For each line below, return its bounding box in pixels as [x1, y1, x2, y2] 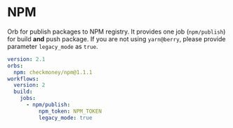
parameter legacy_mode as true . [7, 42, 98, 50]
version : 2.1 [7, 55, 46, 63]
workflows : [7, 75, 39, 83]
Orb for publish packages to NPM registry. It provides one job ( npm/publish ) [7, 27, 226, 36]
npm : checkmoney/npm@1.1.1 [13, 69, 93, 76]
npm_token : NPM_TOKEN [38, 108, 102, 115]
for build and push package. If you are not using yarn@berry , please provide [7, 34, 226, 43]
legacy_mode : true [38, 114, 93, 121]
